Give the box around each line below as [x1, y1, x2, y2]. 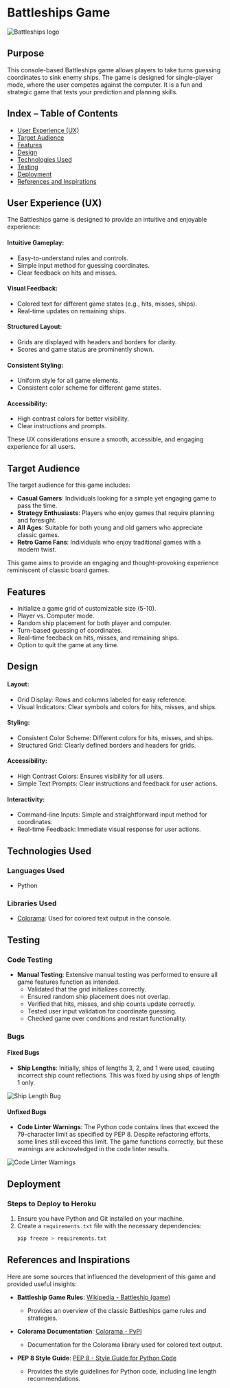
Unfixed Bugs [7, 1107, 47, 1116]
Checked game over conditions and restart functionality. [27, 1014, 187, 1022]
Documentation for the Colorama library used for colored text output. [27, 1340, 222, 1349]
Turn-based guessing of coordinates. [16, 627, 123, 635]
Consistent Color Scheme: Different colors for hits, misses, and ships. [16, 733, 214, 742]
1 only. [16, 1079, 36, 1087]
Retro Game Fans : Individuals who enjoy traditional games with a [16, 538, 201, 547]
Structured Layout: [7, 322, 62, 331]
